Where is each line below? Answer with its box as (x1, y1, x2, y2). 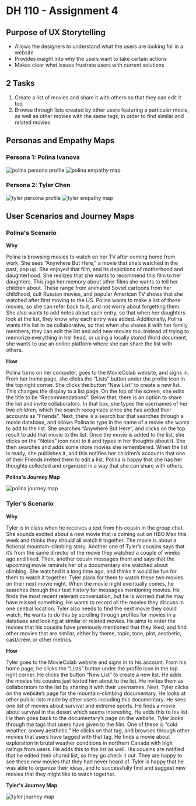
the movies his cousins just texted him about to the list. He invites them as (6, 677, 184, 684)
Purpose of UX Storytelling (6, 27, 106, 37)
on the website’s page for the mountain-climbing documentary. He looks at (6, 690, 185, 697)
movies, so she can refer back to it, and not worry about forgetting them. (6, 303, 181, 310)
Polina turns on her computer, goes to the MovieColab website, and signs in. (6, 369, 190, 376)
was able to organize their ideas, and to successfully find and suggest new (6, 764, 186, 771)
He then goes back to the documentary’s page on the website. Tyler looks (6, 714, 184, 721)
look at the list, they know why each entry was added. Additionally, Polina (6, 316, 183, 323)
